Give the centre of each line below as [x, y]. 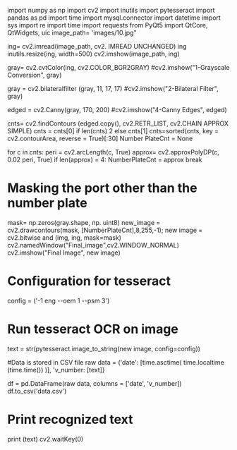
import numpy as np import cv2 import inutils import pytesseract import [111, 10]
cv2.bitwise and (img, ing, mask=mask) [65, 237]
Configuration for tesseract [89, 281]
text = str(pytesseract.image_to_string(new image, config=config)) [104, 348]
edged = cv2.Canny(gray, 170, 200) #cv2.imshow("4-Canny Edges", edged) [117, 110]
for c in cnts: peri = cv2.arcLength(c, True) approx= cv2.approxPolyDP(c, [114, 152]
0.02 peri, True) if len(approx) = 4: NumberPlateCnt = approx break [105, 159]
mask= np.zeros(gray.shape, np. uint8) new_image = [84, 222]
